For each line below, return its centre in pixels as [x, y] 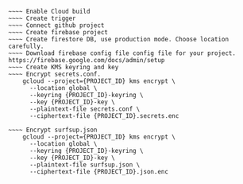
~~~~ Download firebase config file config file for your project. [122, 53]
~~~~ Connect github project [56, 25]
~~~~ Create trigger [42, 18]
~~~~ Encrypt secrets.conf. [55, 74]
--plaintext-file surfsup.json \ [85, 165]
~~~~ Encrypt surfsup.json [53, 130]
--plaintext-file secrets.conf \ [85, 109]
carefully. [26, 46]
